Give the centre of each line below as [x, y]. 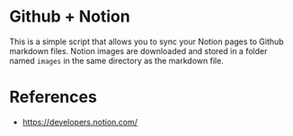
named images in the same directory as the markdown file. [117, 60]
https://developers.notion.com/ [80, 122]
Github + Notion [70, 17]
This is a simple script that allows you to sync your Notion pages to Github [147, 41]
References [53, 97]
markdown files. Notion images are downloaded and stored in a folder [138, 50]
